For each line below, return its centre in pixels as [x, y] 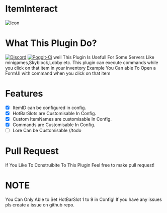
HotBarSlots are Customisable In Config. [54, 113]
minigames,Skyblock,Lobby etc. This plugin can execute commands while [82, 62]
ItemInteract [31, 9]
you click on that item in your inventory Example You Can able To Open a [80, 68]
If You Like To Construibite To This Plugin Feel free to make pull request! [80, 165]
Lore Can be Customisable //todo [47, 130]
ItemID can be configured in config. [49, 108]
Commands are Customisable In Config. [54, 125]
